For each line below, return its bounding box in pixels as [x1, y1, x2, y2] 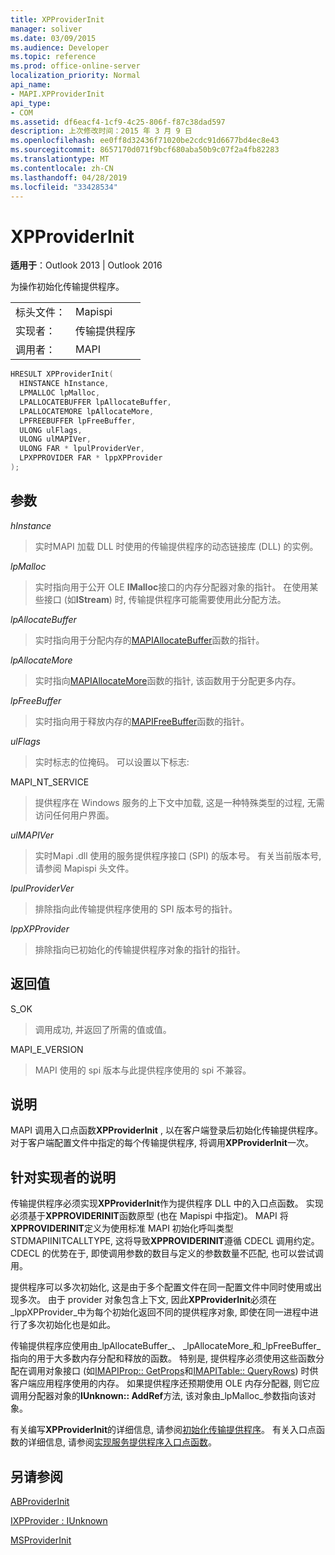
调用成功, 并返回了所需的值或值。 [34, 1023, 172, 1035]
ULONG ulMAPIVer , [19, 434, 92, 445]
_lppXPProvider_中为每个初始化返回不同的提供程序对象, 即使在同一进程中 [10, 1306, 310, 1318]
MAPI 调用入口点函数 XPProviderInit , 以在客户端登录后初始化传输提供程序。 [10, 1124, 323, 1136]
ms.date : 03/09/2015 [10, 33, 97, 43]
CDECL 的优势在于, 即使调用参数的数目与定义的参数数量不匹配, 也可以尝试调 [10, 1247, 324, 1260]
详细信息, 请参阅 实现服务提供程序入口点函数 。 [27, 1436, 217, 1448]
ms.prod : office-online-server [10, 61, 141, 71]
